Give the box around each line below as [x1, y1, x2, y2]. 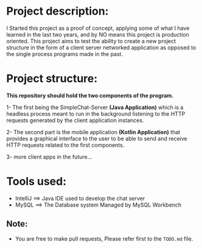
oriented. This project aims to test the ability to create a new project [6, 37, 176, 44]
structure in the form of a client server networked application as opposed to [6, 44, 197, 51]
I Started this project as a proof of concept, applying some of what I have [6, 24, 190, 32]
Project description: [6, 4, 109, 18]
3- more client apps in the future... [6, 153, 92, 160]
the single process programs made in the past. [6, 50, 124, 57]
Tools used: [6, 175, 67, 188]
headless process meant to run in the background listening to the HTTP [6, 110, 186, 117]
